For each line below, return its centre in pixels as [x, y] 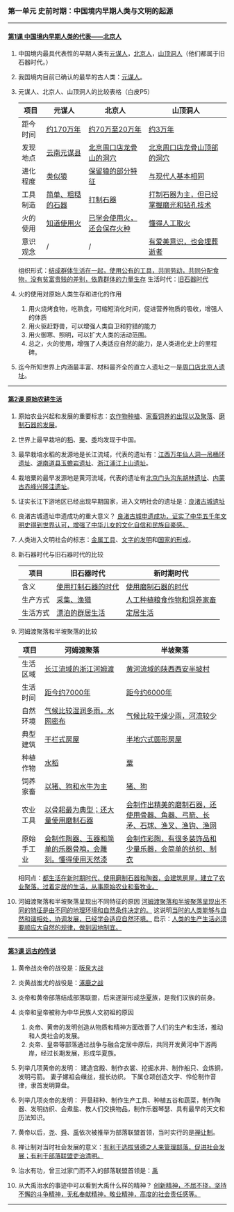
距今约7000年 [68, 692]
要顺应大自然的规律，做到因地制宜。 [70, 927]
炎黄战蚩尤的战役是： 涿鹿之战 [60, 982]
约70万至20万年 [115, 129]
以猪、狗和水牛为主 [76, 786]
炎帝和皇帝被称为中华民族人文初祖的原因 [76, 1012]
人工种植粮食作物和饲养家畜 [171, 600]
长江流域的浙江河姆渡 [80, 669]
